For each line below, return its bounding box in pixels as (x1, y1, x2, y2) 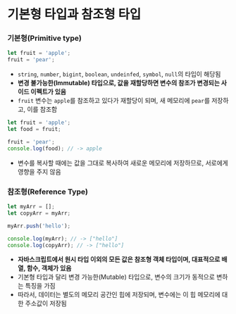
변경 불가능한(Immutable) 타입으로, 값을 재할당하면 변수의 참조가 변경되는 (17, 79, 221, 87)
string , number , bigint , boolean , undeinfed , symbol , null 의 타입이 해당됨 (17, 70, 221, 78)
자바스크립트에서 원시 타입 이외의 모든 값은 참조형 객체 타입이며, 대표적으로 (17, 255, 221, 264)
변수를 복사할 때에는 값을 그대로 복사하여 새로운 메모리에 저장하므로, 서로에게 (17, 158, 229, 167)
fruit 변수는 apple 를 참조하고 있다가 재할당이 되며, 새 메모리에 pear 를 (17, 96, 210, 105)
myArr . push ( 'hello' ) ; (7, 222, 71, 230)
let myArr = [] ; (7, 203, 55, 211)
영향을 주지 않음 (17, 167, 61, 176)
